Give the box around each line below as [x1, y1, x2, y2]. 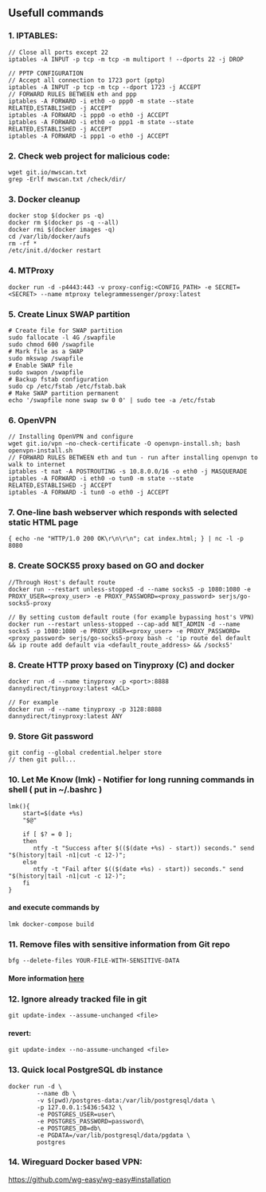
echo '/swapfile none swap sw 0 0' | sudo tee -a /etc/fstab [8, 396, 216, 404]
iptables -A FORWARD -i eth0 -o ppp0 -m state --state [8, 97, 194, 105]
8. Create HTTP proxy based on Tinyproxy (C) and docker [8, 659, 235, 670]
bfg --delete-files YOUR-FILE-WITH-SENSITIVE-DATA [8, 957, 180, 965]
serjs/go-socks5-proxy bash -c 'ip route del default [68, 634, 251, 642]
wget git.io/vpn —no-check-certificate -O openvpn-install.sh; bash [8, 440, 241, 448]
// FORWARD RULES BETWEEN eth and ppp [8, 90, 137, 98]
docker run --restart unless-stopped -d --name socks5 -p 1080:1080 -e [8, 585, 251, 593]
